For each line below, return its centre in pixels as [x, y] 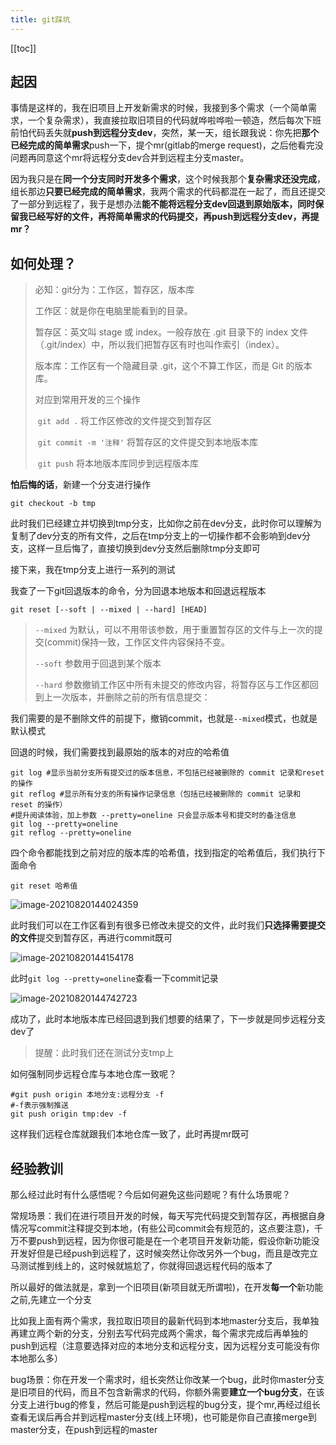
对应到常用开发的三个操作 [87, 400]
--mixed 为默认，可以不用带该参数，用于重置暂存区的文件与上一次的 [174, 630]
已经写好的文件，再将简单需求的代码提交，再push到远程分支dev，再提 [173, 217]
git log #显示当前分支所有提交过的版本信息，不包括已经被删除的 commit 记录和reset [167, 773]
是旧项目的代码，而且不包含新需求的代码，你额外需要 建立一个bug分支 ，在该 [167, 1392]
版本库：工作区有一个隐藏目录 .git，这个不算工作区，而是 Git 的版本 [173, 366]
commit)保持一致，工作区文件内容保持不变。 [138, 642]
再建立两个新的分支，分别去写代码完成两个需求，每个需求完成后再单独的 [159, 1333]
